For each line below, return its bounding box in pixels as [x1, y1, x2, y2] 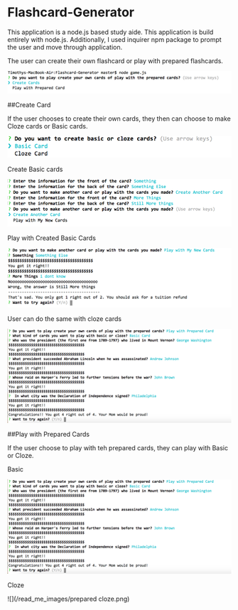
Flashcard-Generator [7, 4, 135, 21]
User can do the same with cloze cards [7, 314, 122, 323]
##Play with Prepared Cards [7, 430, 90, 439]
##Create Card [7, 101, 51, 109]
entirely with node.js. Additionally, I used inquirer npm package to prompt [7, 35, 222, 43]
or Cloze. [7, 452, 34, 460]
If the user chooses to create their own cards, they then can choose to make [7, 114, 231, 123]
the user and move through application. [7, 43, 123, 51]
